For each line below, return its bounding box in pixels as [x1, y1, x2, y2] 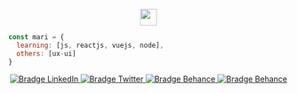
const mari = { [8, 33, 65, 42]
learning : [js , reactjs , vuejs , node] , [16, 41, 165, 50]
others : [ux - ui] [16, 49, 76, 58]
